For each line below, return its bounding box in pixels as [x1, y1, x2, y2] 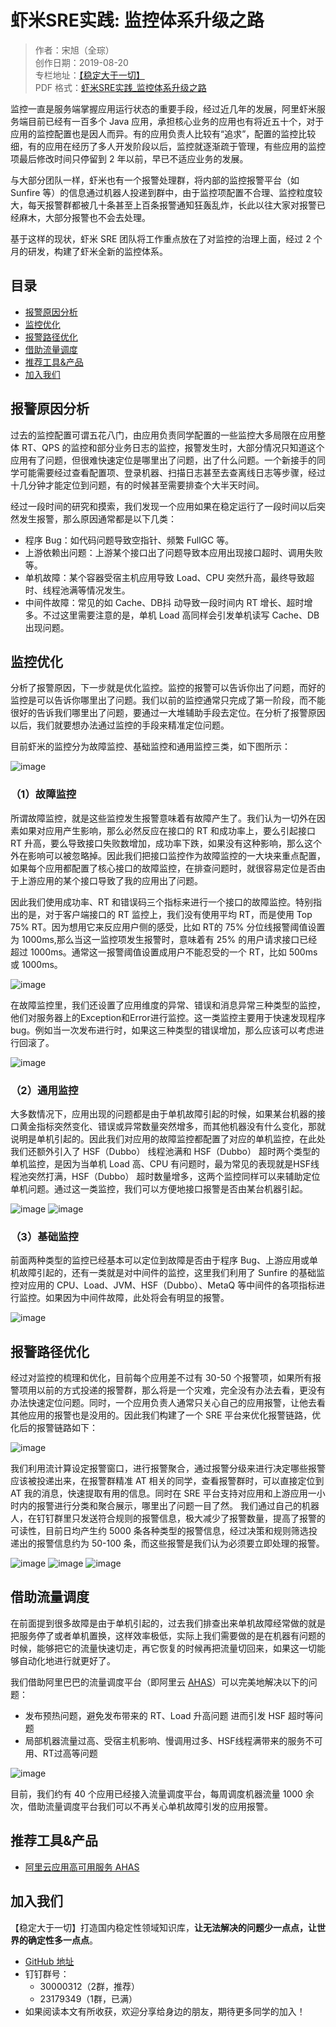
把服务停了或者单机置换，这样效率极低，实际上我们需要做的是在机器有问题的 [10, 1629, 326, 1641]
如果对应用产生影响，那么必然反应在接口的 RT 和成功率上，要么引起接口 [18, 824, 316, 836]
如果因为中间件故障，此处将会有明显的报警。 [44, 1292, 230, 1304]
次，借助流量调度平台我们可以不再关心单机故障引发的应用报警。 [10, 1800, 273, 1812]
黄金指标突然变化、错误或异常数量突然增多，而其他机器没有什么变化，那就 [18, 1120, 326, 1132]
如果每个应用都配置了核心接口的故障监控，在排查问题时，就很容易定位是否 [10, 862, 317, 874]
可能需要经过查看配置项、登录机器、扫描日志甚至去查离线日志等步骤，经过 [18, 466, 326, 478]
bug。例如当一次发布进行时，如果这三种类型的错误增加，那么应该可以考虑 [10, 1024, 316, 1036]
